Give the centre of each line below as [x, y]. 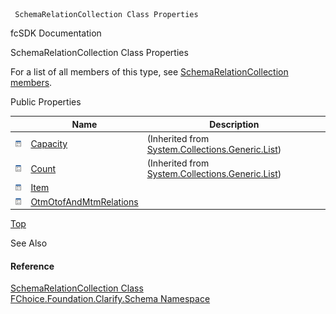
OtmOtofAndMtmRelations [84, 201]
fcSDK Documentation [56, 33]
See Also [29, 243]
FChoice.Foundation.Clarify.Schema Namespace [110, 299]
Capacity [49, 144]
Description [234, 124]
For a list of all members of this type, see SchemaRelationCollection [149, 72]
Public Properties [46, 102]
